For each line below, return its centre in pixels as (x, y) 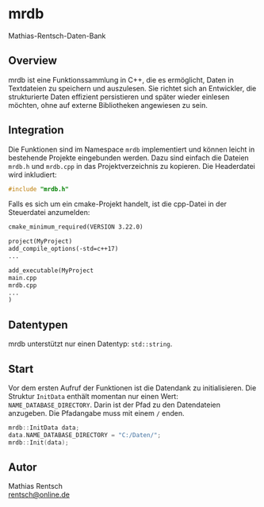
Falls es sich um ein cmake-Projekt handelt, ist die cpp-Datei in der (118, 204)
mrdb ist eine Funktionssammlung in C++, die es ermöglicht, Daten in (121, 79)
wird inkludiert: (33, 175)
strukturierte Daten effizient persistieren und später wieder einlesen (119, 97)
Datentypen (38, 325)
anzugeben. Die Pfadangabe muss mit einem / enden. (96, 413)
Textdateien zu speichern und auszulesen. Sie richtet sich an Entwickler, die (132, 88)
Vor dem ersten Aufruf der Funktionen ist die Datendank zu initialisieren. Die (132, 388)
